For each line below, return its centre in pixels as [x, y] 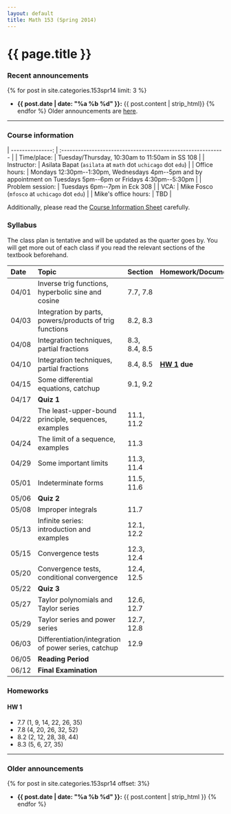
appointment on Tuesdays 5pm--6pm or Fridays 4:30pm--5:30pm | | [104, 179]
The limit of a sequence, [76, 439]
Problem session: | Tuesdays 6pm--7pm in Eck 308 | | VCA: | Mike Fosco [110, 187]
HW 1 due [177, 364]
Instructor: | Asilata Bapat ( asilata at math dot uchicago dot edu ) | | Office [110, 165]
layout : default [30, 13]
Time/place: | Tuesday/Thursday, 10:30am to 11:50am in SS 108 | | [112, 157]
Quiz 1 [48, 399]
